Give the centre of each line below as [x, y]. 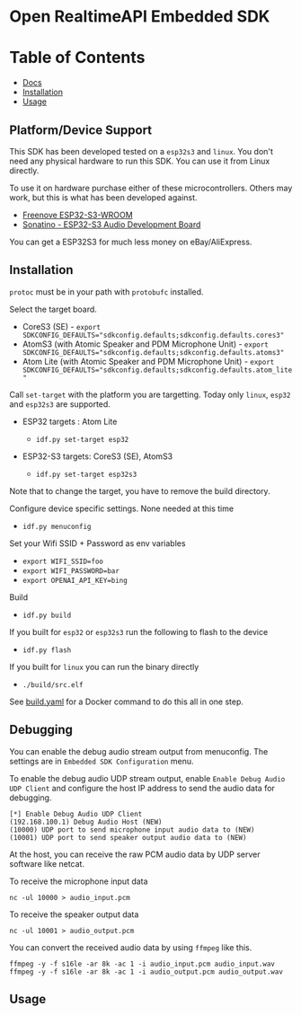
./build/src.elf [53, 684]
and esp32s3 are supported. [60, 404]
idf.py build [47, 615]
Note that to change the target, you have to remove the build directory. [140, 490]
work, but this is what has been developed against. [103, 197]
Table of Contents [77, 58]
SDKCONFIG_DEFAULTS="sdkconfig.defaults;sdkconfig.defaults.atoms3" [153, 352]
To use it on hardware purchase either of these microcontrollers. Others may [151, 188]
